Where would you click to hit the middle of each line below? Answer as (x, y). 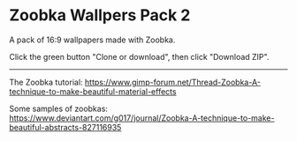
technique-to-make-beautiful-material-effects (93, 91)
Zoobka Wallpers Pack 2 (100, 15)
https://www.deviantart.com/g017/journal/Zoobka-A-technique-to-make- (142, 118)
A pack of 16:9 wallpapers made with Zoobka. (92, 40)
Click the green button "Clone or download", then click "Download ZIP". (139, 56)
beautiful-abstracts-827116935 (65, 127)
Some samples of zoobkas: (59, 108)
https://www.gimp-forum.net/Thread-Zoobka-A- (172, 82)
